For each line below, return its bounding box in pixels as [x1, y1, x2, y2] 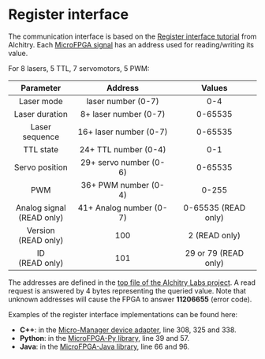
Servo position [13, 162, 69, 173]
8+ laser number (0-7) [80, 108, 166, 119]
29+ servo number [80, 156, 150, 167]
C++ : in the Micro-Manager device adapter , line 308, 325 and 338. [19, 325, 237, 335]
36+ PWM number [80, 179, 150, 190]
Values [200, 82, 228, 93]
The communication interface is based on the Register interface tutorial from [8, 32, 257, 41]
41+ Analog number [77, 202, 152, 213]
